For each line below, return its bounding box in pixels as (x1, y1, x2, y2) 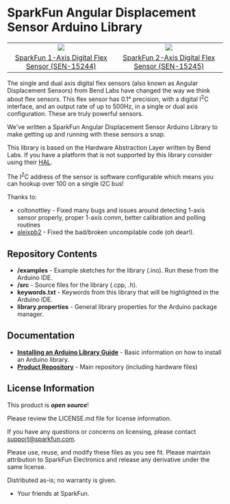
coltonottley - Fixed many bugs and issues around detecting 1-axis (16, 206, 205, 214)
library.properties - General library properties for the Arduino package (16, 303, 218, 311)
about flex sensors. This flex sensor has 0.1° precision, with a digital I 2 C (7, 93, 209, 103)
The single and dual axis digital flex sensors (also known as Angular (7, 79, 199, 87)
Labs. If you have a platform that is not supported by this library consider (7, 150, 213, 159)
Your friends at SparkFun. (16, 489, 90, 497)
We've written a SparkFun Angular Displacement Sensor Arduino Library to (7, 122, 218, 131)
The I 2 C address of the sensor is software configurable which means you (7, 171, 214, 181)
